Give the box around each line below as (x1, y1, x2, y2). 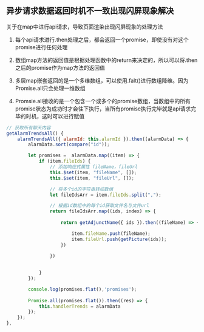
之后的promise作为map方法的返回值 (15, 64, 105, 71)
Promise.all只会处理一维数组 (15, 84, 86, 92)
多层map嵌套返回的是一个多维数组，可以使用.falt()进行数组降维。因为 (15, 76, 189, 84)
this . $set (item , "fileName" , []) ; (49, 169, 137, 175)
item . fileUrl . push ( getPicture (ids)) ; (71, 236, 167, 242)
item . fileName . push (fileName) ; (71, 230, 151, 237)
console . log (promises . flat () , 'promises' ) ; (28, 286, 137, 293)
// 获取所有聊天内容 (6, 124, 51, 130)
